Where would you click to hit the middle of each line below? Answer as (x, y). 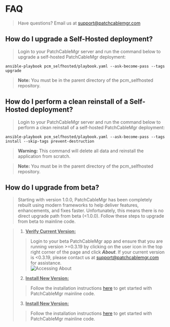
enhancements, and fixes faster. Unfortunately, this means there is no (91, 211)
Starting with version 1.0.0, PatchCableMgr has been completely (85, 200)
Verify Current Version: (51, 231)
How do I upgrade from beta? (52, 187)
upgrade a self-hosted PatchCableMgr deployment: (72, 57)
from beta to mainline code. (47, 221)
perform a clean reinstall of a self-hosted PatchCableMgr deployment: (91, 127)
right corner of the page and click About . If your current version (97, 252)
